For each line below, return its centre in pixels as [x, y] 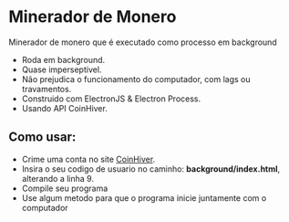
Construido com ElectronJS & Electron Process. [111, 99]
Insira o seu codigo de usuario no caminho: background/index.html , [151, 169]
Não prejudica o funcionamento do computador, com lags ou [136, 79]
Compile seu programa [65, 188]
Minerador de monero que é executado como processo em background [143, 42]
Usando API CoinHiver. [65, 108]
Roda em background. [63, 59]
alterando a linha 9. [58, 178]
